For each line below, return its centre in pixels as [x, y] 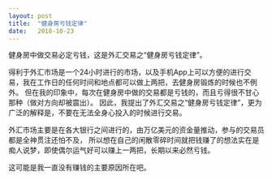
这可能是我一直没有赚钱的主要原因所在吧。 [80, 168]
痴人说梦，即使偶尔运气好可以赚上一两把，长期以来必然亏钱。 [112, 150]
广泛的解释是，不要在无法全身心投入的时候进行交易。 [97, 113]
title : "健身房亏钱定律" [48, 24]
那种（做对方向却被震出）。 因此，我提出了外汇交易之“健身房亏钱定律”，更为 [135, 103]
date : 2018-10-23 [41, 31]
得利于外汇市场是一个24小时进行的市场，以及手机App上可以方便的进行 [127, 72]
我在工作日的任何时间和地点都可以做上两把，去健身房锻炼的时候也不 [136, 83]
